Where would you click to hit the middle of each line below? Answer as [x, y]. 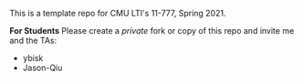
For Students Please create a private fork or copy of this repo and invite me [152, 30]
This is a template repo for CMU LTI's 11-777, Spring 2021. [118, 13]
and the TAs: [33, 40]
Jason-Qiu [42, 68]
